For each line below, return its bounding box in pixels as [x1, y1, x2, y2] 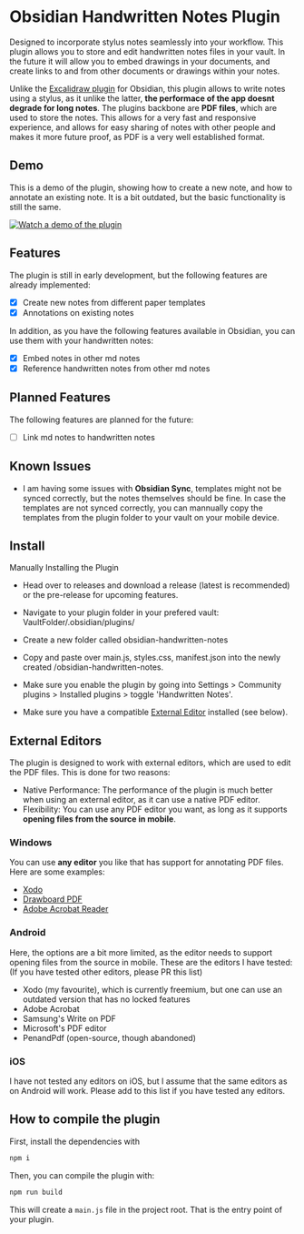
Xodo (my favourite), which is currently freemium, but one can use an [22, 984, 283, 995]
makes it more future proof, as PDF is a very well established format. [9, 131, 266, 142]
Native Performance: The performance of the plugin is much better [22, 784, 273, 795]
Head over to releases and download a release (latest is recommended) [22, 580, 290, 591]
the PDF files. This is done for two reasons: [9, 767, 171, 778]
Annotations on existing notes [22, 307, 134, 318]
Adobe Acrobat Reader [22, 904, 109, 915]
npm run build [9, 1188, 64, 1197]
